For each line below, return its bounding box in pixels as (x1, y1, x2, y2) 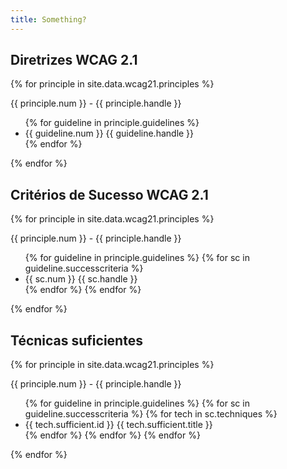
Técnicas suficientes (10, 332, 143, 349)
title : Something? (10, 14, 87, 25)
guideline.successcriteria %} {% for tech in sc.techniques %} (24, 408, 278, 420)
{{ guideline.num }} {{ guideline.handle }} (24, 127, 195, 140)
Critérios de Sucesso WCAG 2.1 (10, 186, 209, 203)
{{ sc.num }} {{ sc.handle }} (24, 273, 138, 285)
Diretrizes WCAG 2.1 (10, 52, 138, 69)
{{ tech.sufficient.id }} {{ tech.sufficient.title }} (24, 419, 213, 431)
